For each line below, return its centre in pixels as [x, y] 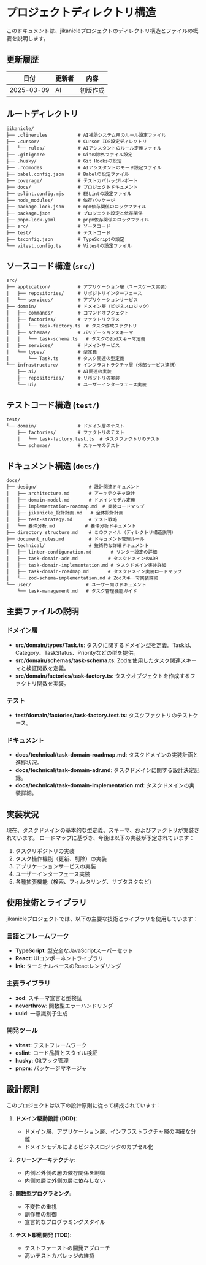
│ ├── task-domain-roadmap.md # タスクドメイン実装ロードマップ [94, 571]
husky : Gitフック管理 [42, 1060]
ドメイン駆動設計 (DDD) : [46, 1118]
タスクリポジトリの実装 [45, 851]
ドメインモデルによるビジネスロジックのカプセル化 [89, 1147]
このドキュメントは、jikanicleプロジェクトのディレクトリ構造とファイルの [100, 31]
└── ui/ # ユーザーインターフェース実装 [82, 385]
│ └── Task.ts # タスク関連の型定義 [65, 359]
